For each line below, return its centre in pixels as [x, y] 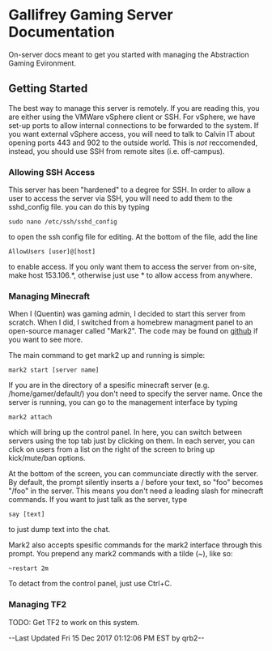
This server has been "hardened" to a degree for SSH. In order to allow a [130, 190]
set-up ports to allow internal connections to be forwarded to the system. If [134, 125]
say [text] [27, 515]
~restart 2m [28, 568]
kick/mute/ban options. [47, 458]
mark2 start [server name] [54, 370]
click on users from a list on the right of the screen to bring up [112, 449]
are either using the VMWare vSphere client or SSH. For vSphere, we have [132, 117]
